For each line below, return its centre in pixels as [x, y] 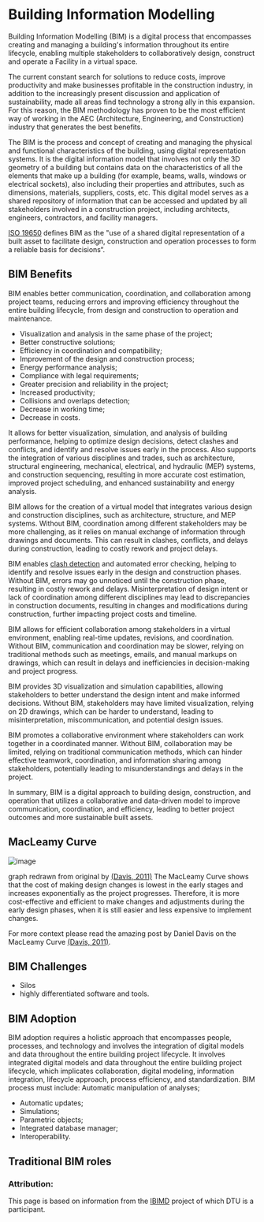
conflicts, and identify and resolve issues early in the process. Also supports [132, 449]
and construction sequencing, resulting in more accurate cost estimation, [127, 474]
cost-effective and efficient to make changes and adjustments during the [126, 901]
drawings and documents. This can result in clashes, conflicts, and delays [128, 540]
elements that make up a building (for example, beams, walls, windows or [127, 176]
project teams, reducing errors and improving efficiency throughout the [124, 302]
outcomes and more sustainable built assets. [81, 817]
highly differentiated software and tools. [84, 994]
